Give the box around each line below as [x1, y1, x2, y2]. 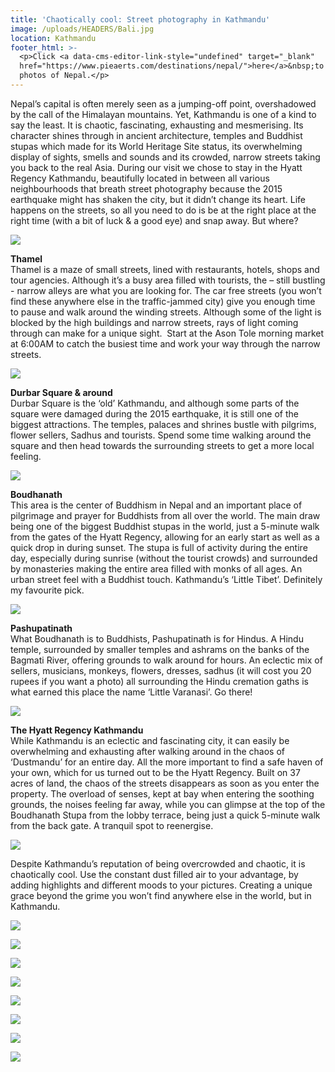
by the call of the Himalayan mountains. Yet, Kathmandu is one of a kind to [10, 108, 317, 120]
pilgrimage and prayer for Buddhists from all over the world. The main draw [10, 509, 321, 521]
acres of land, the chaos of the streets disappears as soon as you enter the [10, 777, 320, 789]
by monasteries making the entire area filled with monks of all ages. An [10, 562, 303, 575]
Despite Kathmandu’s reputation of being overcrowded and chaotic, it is [10, 857, 306, 870]
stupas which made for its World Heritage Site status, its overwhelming [10, 140, 303, 152]
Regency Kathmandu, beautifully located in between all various [10, 172, 270, 184]
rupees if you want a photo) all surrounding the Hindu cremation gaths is [10, 675, 309, 687]
